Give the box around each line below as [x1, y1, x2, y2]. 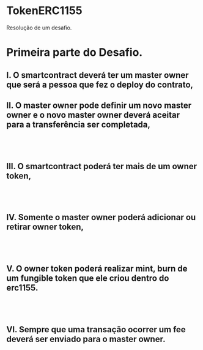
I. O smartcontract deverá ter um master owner [6, 70, 189, 80]
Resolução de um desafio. [6, 24, 72, 31]
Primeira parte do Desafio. [6, 45, 143, 59]
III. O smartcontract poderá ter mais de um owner [6, 161, 197, 172]
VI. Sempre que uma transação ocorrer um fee [6, 324, 186, 335]
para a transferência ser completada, [6, 119, 151, 129]
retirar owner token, [6, 222, 84, 232]
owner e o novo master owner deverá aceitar [6, 110, 180, 120]
